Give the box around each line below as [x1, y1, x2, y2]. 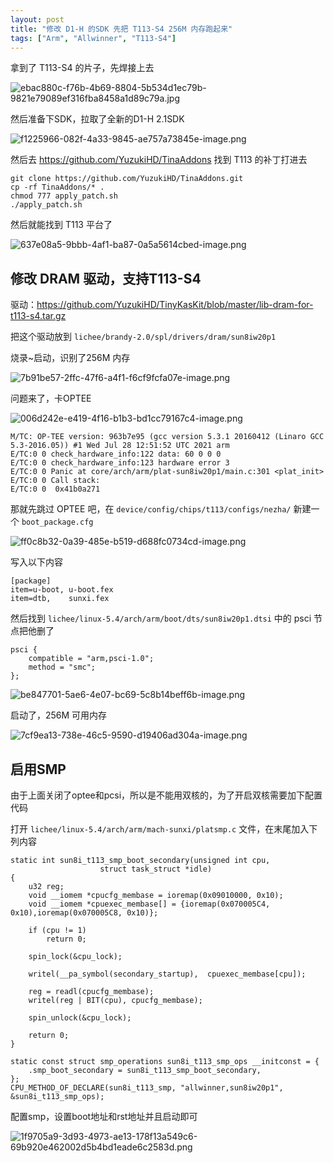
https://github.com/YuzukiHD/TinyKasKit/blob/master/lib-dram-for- [36, 299, 314, 311]
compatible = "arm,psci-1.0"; [28, 654, 155, 664]
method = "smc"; [28, 662, 97, 673]
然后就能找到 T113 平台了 [10, 219, 113, 231]
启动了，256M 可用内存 [10, 709, 108, 721]
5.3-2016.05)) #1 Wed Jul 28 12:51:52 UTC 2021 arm [10, 441, 230, 451]
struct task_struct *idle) [99, 864, 213, 874]
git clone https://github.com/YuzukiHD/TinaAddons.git [10, 174, 244, 184]
